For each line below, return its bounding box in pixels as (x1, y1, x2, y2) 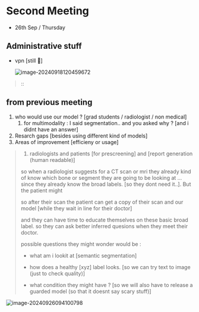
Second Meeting (6, 4, 89, 18)
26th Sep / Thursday (14, 24, 65, 31)
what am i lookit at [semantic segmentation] (29, 252, 137, 259)
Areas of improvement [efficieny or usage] (14, 138, 119, 145)
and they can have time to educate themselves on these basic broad (20, 216, 188, 223)
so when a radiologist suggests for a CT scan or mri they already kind (20, 168, 191, 175)
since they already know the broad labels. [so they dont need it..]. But (20, 180, 191, 188)
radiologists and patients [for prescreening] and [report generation (29, 150, 193, 157)
